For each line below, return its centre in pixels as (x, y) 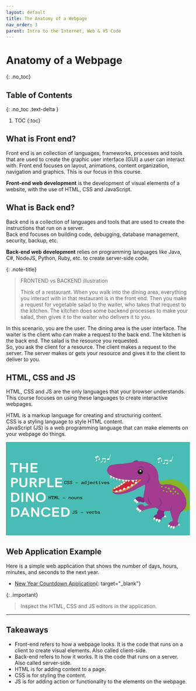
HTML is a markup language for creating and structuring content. (84, 415)
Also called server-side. (43, 663)
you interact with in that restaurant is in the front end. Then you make (103, 298)
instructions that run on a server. (45, 228)
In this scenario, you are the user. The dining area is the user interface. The (96, 328)
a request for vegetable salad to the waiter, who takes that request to (103, 304)
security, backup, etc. (32, 240)
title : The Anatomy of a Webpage (47, 18)
